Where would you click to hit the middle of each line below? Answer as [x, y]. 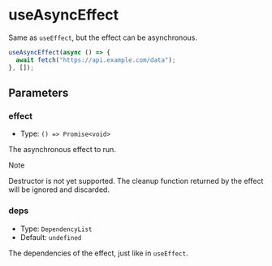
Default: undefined [51, 237]
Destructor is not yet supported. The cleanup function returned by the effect [136, 181]
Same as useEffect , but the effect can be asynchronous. [103, 37]
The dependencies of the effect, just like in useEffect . [98, 253]
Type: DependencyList [56, 229]
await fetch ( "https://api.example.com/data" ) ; [96, 60]
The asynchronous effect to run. [62, 150]
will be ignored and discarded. [59, 190]
